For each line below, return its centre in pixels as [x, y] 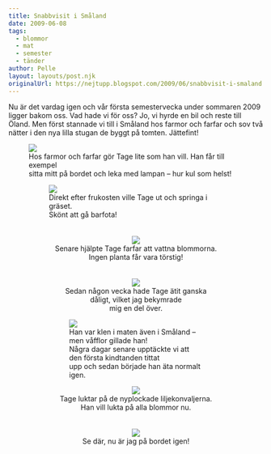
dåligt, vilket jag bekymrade [136, 299]
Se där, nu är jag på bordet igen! [136, 441]
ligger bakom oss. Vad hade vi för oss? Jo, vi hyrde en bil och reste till [125, 115]
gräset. [61, 206]
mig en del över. [136, 308]
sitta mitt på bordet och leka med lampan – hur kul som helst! [130, 173]
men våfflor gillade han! [108, 340]
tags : [17, 31]
